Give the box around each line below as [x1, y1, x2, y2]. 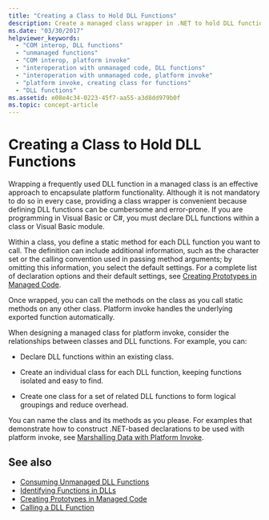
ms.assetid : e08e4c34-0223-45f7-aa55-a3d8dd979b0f [8, 94, 181, 102]
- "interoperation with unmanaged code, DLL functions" [15, 64, 206, 72]
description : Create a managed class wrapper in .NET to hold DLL [8, 19, 235, 27]
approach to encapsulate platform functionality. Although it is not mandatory [8, 187, 260, 197]
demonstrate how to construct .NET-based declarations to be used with [8, 424, 245, 433]
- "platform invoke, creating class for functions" [15, 79, 192, 87]
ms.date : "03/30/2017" [8, 26, 84, 34]
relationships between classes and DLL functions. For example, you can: [8, 337, 247, 346]
